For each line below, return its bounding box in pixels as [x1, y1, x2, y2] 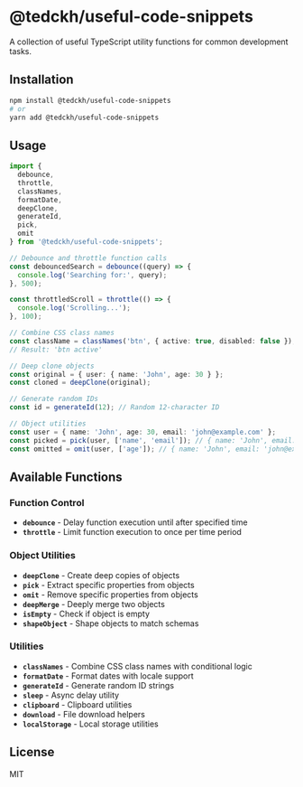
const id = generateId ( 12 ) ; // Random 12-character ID [9, 403, 220, 412]
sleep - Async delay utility [22, 689, 120, 700]
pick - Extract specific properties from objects [22, 579, 196, 590]
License [9, 745, 55, 760]
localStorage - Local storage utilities [22, 718, 160, 729]
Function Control [9, 496, 85, 509]
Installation [9, 72, 74, 88]
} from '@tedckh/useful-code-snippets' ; [9, 238, 164, 247]
